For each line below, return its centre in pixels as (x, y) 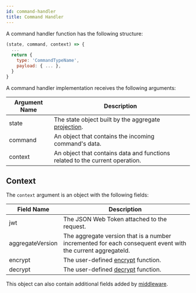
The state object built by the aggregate (107, 119)
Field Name (33, 210)
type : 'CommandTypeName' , (48, 61)
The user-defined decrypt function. (112, 270)
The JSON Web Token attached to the (115, 219)
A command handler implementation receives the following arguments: (91, 88)
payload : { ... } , (39, 66)
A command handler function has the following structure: (74, 33)
